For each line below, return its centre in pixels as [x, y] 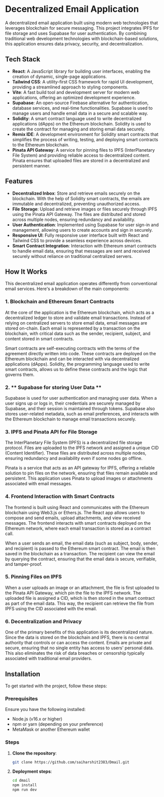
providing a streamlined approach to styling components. [70, 87]
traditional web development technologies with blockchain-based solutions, [82, 39]
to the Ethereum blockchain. [41, 145]
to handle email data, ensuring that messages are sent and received [81, 251]
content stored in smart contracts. [40, 338]
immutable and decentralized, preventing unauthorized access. [76, 204]
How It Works [26, 272]
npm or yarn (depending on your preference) [58, 724]
